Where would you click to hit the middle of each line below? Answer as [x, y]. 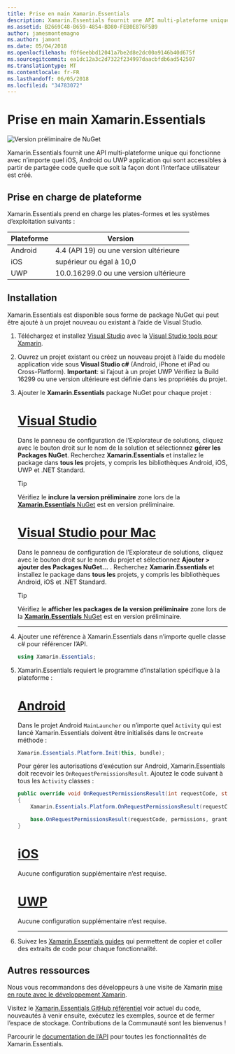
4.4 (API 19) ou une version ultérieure [117, 250]
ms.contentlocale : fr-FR [43, 72]
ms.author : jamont [34, 40]
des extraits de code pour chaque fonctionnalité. [87, 948]
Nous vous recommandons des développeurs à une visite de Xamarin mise [115, 988]
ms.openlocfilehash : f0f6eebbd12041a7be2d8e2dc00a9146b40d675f [101, 53]
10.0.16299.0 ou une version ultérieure [120, 273]
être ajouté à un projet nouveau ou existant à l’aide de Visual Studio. [105, 322]
